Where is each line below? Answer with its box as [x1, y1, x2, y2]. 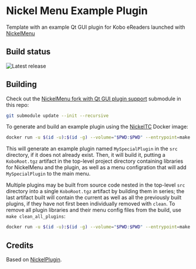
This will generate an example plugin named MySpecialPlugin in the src [6, 145, 178, 152]
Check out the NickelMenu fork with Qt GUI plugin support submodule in [6, 95, 181, 102]
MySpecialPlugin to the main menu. [6, 170, 91, 177]
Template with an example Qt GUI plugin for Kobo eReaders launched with [6, 23, 185, 31]
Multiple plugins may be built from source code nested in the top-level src [6, 181, 185, 189]
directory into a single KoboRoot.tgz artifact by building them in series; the [6, 188, 185, 195]
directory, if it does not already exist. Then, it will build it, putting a [6, 152, 165, 159]
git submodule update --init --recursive [6, 113, 109, 119]
